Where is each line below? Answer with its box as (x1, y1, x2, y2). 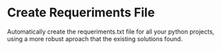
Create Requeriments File (7, 5, 155, 21)
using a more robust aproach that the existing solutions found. (7, 34, 183, 42)
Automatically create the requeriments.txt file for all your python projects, (7, 27, 215, 36)
